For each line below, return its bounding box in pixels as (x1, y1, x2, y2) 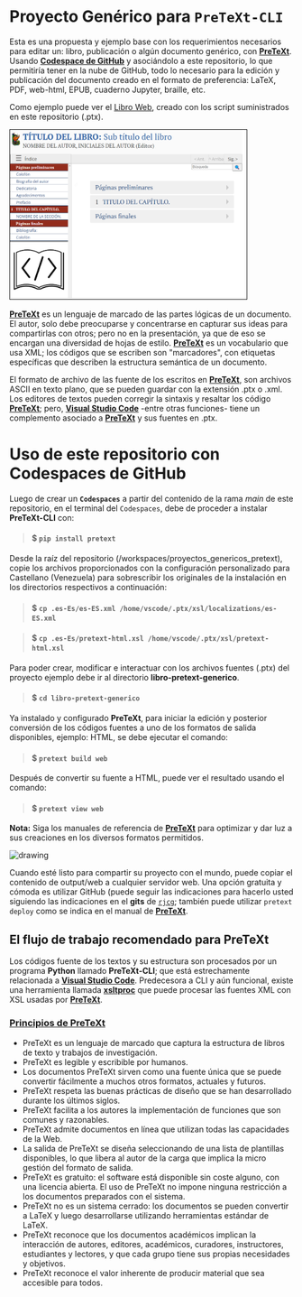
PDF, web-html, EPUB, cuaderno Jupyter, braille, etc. (9, 84, 206, 95)
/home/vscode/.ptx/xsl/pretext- (147, 635, 270, 644)
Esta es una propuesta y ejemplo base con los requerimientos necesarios (9, 36, 282, 47)
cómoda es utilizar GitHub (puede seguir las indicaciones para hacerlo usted (9, 886, 294, 897)
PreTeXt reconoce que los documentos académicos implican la (22, 1229, 257, 1240)
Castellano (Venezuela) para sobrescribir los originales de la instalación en (9, 572, 287, 583)
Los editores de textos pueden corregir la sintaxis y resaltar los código (9, 393, 271, 403)
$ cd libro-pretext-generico (31, 692, 141, 703)
